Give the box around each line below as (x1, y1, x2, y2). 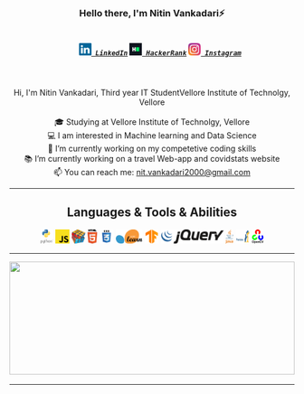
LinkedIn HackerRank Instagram (94, 48, 242, 58)
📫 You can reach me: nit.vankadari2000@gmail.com (53, 166, 251, 177)
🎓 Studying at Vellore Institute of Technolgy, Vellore (53, 116, 251, 127)
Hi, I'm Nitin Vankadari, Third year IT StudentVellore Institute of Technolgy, (13, 87, 291, 98)
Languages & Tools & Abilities (66, 205, 238, 220)
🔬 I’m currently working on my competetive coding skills (47, 143, 257, 154)
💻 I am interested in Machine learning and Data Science (47, 129, 257, 141)
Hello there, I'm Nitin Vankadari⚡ (79, 6, 225, 19)
